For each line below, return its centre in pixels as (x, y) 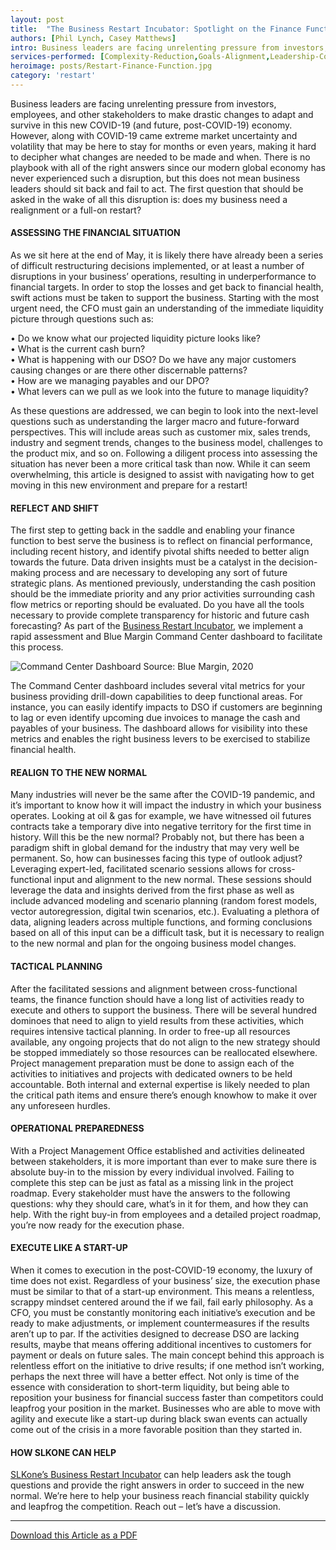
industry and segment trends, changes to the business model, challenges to (166, 443)
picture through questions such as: (82, 319)
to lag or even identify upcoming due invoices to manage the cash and (155, 718)
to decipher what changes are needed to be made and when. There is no (160, 157)
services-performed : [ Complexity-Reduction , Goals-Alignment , (140, 57)
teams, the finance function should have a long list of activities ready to (157, 999)
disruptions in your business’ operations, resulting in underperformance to (163, 277)
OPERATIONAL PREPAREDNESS (77, 1128)
